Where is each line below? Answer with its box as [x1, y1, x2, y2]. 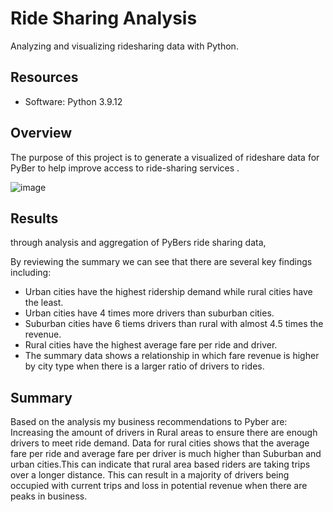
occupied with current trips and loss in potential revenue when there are [10, 480, 308, 492]
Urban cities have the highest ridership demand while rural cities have [24, 286, 313, 298]
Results [10, 210, 59, 227]
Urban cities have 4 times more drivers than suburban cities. [24, 307, 275, 319]
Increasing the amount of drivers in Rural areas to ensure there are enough [10, 427, 318, 439]
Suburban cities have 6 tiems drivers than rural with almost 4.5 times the [24, 318, 324, 330]
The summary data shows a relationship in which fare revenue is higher [24, 350, 320, 362]
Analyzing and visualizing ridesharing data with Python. [10, 40, 239, 52]
